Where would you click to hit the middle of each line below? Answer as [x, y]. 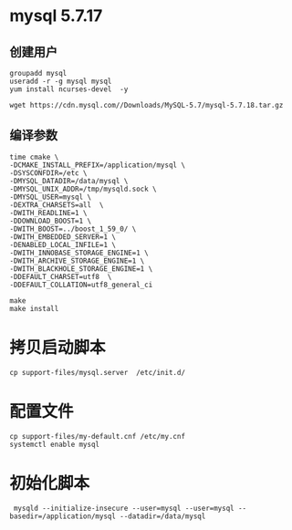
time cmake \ [34, 157]
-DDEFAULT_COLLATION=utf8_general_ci [81, 285]
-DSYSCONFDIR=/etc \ [49, 173]
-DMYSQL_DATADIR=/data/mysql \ [69, 181]
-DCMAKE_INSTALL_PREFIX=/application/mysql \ [97, 165]
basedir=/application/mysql [63, 516]
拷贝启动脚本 [58, 348]
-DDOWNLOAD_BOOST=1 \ [51, 221]
